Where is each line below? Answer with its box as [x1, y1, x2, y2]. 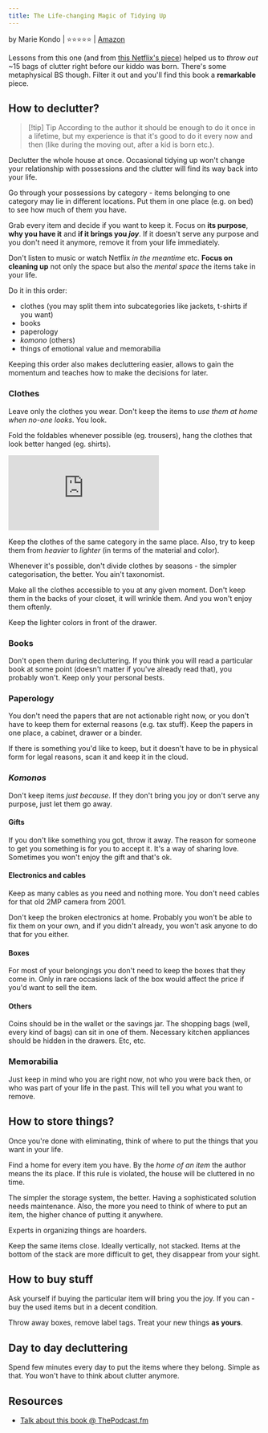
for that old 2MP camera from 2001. [8, 897, 127, 907]
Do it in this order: [8, 286, 67, 295]
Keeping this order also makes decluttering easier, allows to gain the [8, 359, 234, 369]
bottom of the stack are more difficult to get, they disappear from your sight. [8, 1249, 261, 1259]
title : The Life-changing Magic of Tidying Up [8, 11, 167, 20]
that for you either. [8, 930, 70, 940]
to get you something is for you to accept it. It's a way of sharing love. [8, 843, 239, 853]
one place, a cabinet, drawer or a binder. [8, 728, 143, 738]
